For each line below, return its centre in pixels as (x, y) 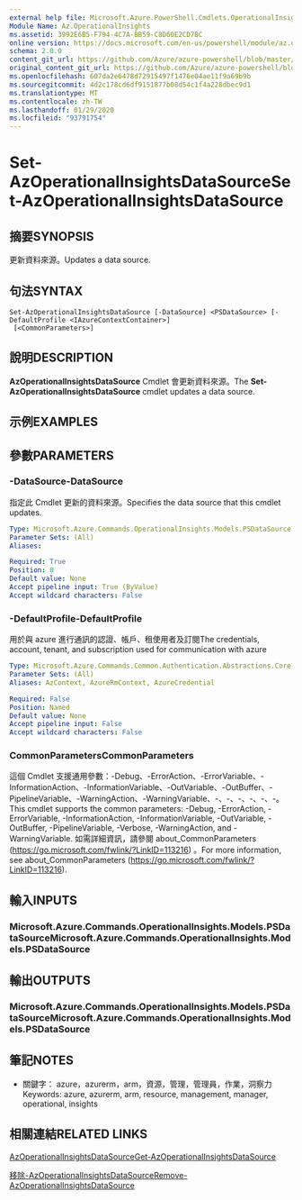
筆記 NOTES (42, 1061)
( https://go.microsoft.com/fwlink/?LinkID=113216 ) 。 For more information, (145, 850)
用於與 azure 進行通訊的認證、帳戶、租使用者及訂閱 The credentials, (135, 640)
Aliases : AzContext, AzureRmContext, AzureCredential (112, 682)
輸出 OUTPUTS (50, 981)
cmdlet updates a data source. (199, 391)
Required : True (38, 562)
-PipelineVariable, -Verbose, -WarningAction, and (140, 828)
